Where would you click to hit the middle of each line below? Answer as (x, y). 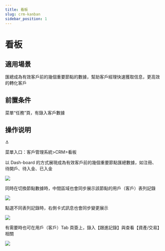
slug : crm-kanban (23, 14)
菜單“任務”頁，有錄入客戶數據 (35, 113)
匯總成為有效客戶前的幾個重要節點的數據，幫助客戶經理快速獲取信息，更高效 (82, 77)
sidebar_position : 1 (26, 19)
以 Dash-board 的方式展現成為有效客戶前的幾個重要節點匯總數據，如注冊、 (81, 162)
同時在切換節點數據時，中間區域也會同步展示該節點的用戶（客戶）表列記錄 (80, 188)
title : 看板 (16, 10)
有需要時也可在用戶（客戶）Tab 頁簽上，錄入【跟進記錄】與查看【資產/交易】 (82, 227)
